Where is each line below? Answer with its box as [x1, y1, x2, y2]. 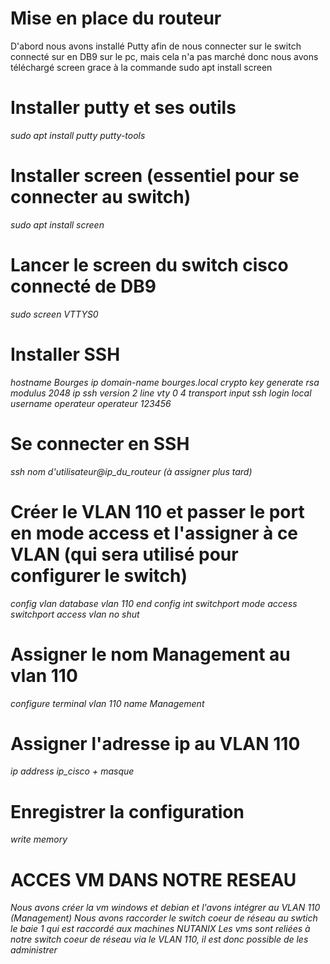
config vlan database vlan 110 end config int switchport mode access [10, 597, 298, 609]
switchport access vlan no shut [10, 608, 140, 620]
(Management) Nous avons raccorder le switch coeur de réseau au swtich [10, 912, 318, 924]
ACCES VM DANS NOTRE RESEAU [10, 868, 297, 891]
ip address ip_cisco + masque [10, 765, 135, 777]
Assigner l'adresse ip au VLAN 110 [10, 732, 301, 755]
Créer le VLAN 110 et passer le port [10, 500, 305, 523]
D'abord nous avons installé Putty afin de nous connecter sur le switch [10, 40, 302, 52]
